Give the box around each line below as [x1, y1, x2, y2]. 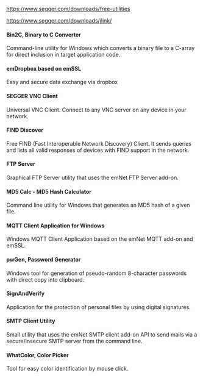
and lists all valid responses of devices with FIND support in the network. [6, 146, 190, 154]
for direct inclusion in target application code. [6, 51, 121, 59]
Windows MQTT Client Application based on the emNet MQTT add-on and [6, 235, 193, 243]
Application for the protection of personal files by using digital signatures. [6, 303, 191, 310]
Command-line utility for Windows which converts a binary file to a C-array [6, 45, 195, 52]
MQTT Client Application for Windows [6, 222, 105, 229]
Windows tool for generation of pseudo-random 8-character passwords [6, 269, 187, 277]
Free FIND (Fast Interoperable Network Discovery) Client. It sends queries [6, 140, 192, 147]
